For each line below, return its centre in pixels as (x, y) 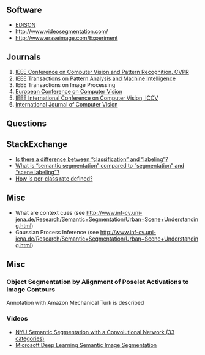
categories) (30, 338)
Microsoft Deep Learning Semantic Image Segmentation (86, 345)
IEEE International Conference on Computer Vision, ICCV (87, 98)
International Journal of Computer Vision (66, 104)
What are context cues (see (50, 212)
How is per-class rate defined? (54, 178)
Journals (24, 57)
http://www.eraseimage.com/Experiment (66, 38)
